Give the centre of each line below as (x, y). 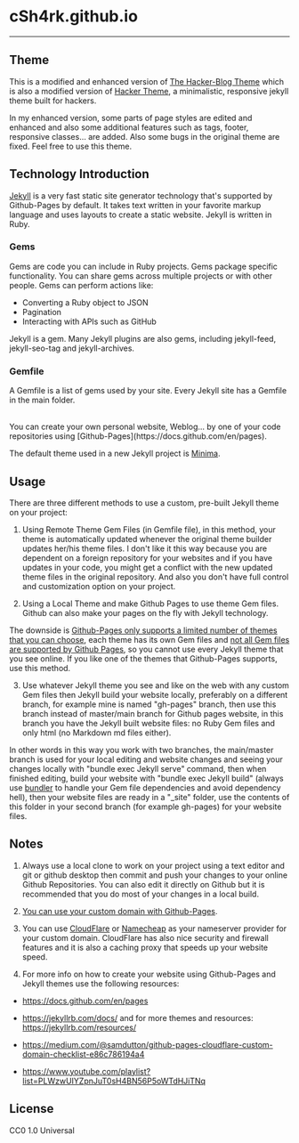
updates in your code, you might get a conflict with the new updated (147, 567)
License (32, 1109)
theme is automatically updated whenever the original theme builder (147, 539)
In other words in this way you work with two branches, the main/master (141, 750)
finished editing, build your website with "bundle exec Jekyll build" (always (146, 778)
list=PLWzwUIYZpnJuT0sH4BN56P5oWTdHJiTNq (114, 1081)
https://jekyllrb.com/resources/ (79, 1027)
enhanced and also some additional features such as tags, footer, (129, 127)
